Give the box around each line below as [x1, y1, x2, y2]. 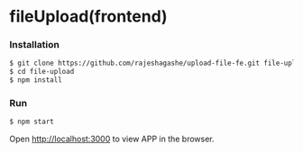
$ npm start [9, 117, 54, 127]
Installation [9, 39, 60, 51]
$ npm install [9, 76, 63, 85]
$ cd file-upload [9, 67, 75, 76]
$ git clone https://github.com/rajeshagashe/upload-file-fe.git [9, 58, 260, 68]
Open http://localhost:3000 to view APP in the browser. [9, 133, 215, 145]
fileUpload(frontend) [9, 6, 169, 27]
